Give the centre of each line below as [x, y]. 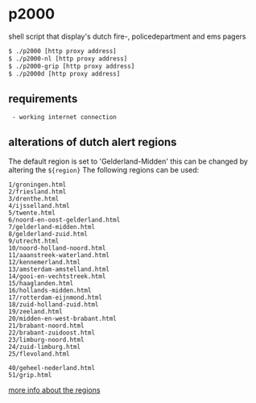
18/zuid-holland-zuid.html [54, 305]
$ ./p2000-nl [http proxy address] [68, 58]
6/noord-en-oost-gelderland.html [64, 220]
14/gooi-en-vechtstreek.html [57, 276]
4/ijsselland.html [39, 206]
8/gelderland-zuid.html [48, 235]
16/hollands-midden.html [50, 291]
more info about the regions [54, 390]
